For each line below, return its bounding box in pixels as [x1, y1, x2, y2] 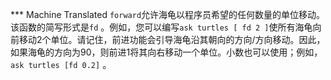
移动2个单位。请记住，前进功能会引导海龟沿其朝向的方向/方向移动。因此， [18, 34, 326, 45]
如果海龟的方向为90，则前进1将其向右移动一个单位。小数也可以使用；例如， [10, 46, 323, 58]
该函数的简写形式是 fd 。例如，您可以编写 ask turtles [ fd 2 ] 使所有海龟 [10, 21, 313, 33]
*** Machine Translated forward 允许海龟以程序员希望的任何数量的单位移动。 [10, 9, 326, 20]
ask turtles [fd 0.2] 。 [10, 59, 112, 70]
